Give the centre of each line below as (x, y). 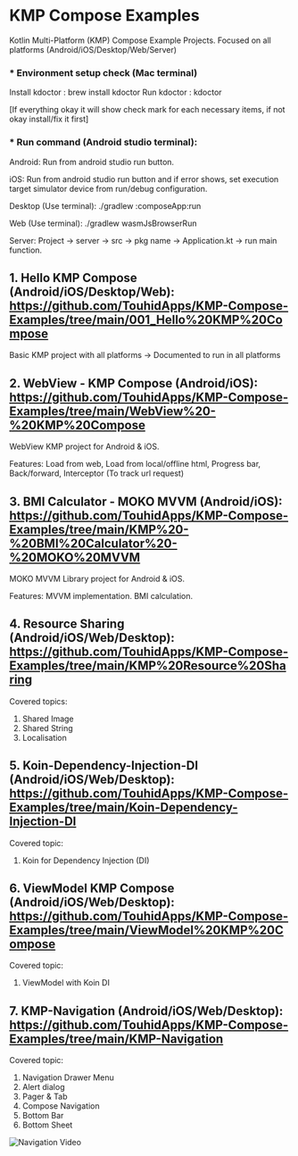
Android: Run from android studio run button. (92, 162)
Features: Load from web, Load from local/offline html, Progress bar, (135, 464)
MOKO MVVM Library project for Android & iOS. (97, 578)
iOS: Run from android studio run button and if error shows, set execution (144, 179)
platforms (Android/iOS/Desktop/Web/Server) (93, 49)
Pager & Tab (45, 1097)
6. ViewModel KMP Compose (92, 888)
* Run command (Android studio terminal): (103, 142)
